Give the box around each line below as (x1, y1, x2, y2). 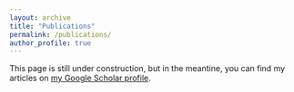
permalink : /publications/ (9, 30, 112, 39)
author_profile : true (9, 38, 92, 48)
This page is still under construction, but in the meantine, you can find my (9, 63, 286, 74)
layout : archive (9, 13, 71, 23)
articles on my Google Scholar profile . (9, 73, 152, 84)
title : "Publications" (9, 22, 96, 31)
